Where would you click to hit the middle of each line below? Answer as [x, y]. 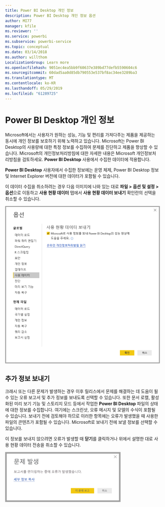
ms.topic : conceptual [27, 47]
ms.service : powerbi [26, 36]
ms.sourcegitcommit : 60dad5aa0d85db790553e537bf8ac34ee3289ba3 [71, 73]
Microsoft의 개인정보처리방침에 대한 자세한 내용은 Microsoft [77, 153]
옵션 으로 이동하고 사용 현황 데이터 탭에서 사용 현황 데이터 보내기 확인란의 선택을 [81, 193]
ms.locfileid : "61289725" [31, 94]
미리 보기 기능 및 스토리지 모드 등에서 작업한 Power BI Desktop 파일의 [82, 404]
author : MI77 [18, 21]
